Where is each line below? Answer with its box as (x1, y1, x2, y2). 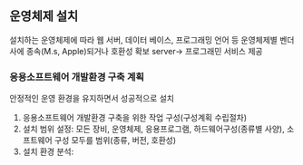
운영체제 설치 (9, 8, 79, 24)
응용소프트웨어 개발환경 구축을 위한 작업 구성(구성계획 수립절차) (22, 112, 248, 123)
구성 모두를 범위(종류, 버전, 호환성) (54, 135, 177, 146)
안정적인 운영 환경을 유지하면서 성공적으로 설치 (9, 93, 175, 104)
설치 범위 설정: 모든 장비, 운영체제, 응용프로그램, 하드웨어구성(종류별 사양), (22, 123, 285, 134)
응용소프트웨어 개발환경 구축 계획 (9, 71, 145, 83)
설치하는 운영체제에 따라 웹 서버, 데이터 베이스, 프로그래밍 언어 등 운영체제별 (9, 34, 279, 45)
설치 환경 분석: (22, 146, 74, 157)
